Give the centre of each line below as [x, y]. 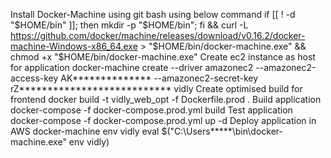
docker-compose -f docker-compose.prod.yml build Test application [151, 110]
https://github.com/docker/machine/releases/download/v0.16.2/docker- [158, 35]
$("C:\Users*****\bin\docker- [222, 131]
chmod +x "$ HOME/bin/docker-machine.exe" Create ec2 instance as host [163, 57]
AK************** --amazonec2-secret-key [159, 78]
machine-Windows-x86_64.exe [74, 46]
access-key [34, 78]
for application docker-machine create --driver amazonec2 [132, 67]
